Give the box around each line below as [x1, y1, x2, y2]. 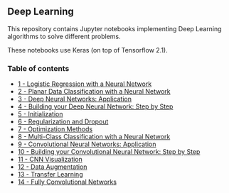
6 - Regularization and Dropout [17, 117, 109, 126]
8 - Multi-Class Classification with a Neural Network [17, 133, 171, 141]
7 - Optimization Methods [17, 125, 93, 133]
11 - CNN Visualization [17, 155, 83, 164]
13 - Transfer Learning [17, 170, 83, 179]
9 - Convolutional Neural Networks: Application [17, 140, 156, 148]
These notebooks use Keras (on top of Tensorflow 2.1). [7, 45, 169, 54]
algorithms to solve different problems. [7, 32, 121, 40]
